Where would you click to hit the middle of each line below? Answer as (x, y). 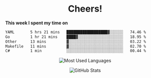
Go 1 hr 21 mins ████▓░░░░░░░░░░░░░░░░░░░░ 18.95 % (75, 37)
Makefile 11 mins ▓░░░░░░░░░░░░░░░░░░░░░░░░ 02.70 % (75, 46)
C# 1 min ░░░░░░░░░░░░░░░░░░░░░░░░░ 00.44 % (75, 51)
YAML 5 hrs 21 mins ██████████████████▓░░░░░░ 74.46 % (75, 32)
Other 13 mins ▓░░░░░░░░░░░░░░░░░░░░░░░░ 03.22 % (75, 42)
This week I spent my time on (37, 23)
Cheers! (85, 9)
